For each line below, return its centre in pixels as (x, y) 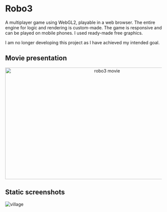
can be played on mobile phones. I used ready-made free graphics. (74, 33)
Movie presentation (36, 58)
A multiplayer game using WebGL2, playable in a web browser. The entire (80, 22)
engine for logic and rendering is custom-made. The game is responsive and (83, 27)
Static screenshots (35, 192)
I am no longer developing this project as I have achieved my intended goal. (83, 42)
